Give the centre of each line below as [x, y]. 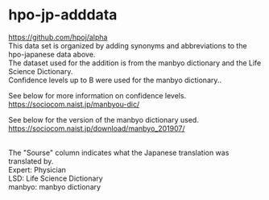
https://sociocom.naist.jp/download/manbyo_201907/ [97, 128]
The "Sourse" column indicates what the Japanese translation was [119, 152]
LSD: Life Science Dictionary [56, 178]
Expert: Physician [37, 169]
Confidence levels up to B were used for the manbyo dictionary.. [115, 80]
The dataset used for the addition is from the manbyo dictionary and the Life [135, 63]
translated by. [31, 161]
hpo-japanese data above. [52, 54]
